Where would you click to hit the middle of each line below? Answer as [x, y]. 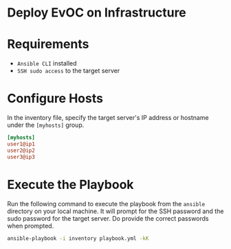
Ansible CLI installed [47, 63]
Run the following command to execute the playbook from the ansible [106, 203]
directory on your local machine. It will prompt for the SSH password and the [115, 211]
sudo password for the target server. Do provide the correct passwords [108, 218]
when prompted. [31, 226]
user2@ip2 [21, 150]
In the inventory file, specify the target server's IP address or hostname [108, 118]
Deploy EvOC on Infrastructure [97, 13]
